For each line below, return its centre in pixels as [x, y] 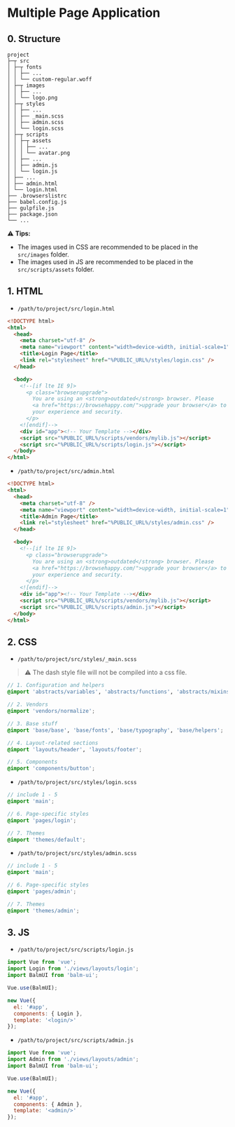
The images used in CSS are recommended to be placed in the [108, 247]
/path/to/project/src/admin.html [66, 472]
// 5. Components [33, 762]
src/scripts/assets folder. [56, 269]
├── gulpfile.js [31, 208]
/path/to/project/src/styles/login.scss [77, 783]
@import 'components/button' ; [51, 769]
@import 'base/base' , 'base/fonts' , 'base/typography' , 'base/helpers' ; [115, 730]
